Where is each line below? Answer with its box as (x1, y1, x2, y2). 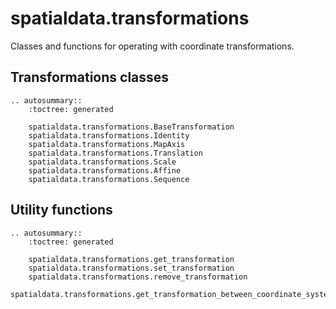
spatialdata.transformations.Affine (28, 165, 182, 176)
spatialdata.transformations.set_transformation (28, 263, 235, 273)
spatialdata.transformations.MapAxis (28, 139, 186, 149)
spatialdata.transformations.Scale (28, 157, 177, 167)
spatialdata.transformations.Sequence (28, 174, 190, 184)
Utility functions (10, 202, 113, 219)
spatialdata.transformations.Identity (28, 130, 190, 141)
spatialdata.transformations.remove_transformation (28, 272, 248, 282)
